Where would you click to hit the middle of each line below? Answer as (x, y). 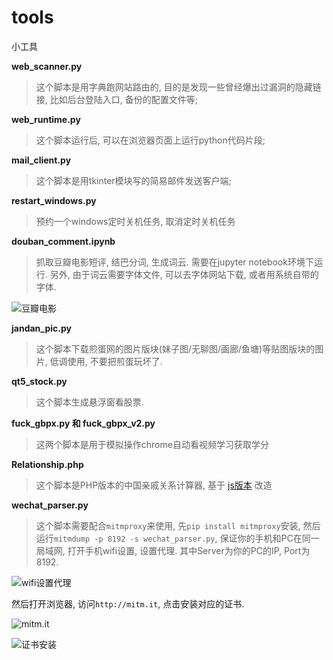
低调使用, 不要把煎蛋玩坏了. (106, 361)
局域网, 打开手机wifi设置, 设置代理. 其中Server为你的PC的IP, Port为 (173, 550)
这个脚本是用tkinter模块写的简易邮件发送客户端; (133, 180)
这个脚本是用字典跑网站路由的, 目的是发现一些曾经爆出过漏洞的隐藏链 (178, 87)
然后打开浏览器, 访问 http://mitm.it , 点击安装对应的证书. (128, 603)
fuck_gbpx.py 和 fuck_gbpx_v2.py (83, 423)
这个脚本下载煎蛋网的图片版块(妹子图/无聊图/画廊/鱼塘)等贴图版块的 (175, 348)
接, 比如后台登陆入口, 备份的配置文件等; (116, 99)
